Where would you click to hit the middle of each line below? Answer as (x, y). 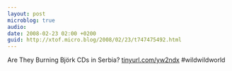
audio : (17, 27)
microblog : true (31, 20)
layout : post (27, 14)
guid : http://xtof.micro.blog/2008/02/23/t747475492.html (94, 40)
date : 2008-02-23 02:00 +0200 (52, 33)
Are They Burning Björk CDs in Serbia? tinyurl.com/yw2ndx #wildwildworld (116, 60)
